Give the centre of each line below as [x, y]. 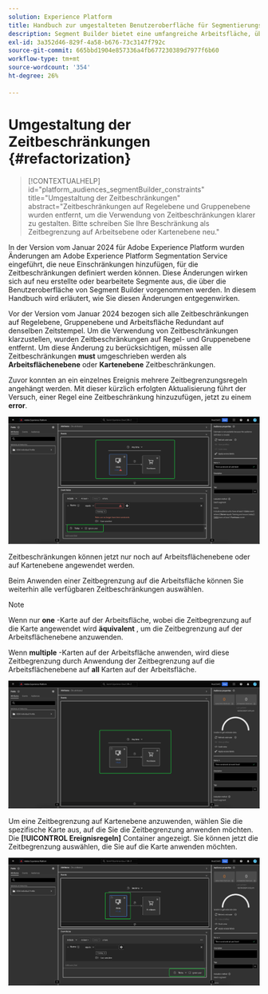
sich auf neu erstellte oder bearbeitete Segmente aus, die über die [117, 281]
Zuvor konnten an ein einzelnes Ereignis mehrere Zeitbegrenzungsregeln [128, 380]
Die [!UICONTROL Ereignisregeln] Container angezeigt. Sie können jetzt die [133, 838]
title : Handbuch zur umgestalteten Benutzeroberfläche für [108, 25]
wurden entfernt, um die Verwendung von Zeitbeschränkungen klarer [142, 215]
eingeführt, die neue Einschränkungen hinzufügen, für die [103, 264]
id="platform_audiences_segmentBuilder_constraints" [116, 189]
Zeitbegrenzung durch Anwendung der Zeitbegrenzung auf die [112, 661]
